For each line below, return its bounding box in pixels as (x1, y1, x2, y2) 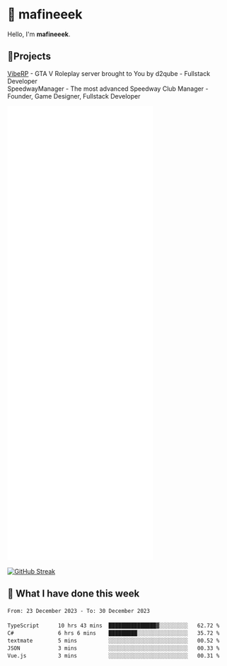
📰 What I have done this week (7, 588, 140, 600)
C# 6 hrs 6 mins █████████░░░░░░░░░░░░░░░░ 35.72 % (7, 630, 220, 637)
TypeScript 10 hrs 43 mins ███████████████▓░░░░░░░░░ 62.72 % (7, 622, 220, 630)
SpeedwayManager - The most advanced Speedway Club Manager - (7, 84, 209, 93)
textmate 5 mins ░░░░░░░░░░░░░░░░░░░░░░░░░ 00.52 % (7, 638, 220, 645)
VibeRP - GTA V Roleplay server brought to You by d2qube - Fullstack (7, 69, 211, 77)
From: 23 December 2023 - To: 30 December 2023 (7, 607, 151, 614)
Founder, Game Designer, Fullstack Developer (7, 91, 141, 100)
